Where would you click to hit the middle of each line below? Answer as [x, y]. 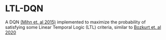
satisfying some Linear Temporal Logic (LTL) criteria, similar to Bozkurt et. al [83, 27]
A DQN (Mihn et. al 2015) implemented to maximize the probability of [76, 22]
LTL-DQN [24, 9]
